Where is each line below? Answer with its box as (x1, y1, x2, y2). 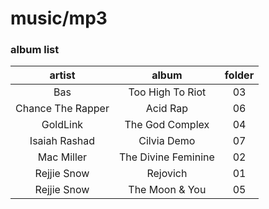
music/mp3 (10, 7, 108, 30)
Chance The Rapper (15, 102, 110, 116)
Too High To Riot (128, 85, 207, 99)
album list (10, 43, 60, 57)
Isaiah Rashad (29, 134, 96, 148)
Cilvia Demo (138, 134, 196, 148)
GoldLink (41, 118, 84, 132)
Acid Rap (145, 102, 188, 116)
